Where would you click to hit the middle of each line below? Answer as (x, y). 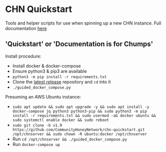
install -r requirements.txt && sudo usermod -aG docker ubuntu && (84, 115)
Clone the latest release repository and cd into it (61, 81)
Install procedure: (23, 56)
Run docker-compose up (36, 144)
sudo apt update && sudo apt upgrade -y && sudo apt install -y (81, 107)
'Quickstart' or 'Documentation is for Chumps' (79, 44)
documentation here (26, 28)
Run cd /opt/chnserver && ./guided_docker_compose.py (70, 139)
